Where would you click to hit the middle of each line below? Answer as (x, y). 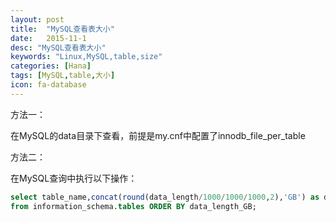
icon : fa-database (48, 85)
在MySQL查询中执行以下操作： (74, 178)
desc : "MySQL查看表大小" (58, 47)
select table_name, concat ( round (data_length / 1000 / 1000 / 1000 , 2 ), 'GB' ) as (165, 197)
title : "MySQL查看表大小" (62, 29)
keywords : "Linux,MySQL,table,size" (86, 57)
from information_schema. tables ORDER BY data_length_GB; (133, 206)
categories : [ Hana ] (51, 66)
